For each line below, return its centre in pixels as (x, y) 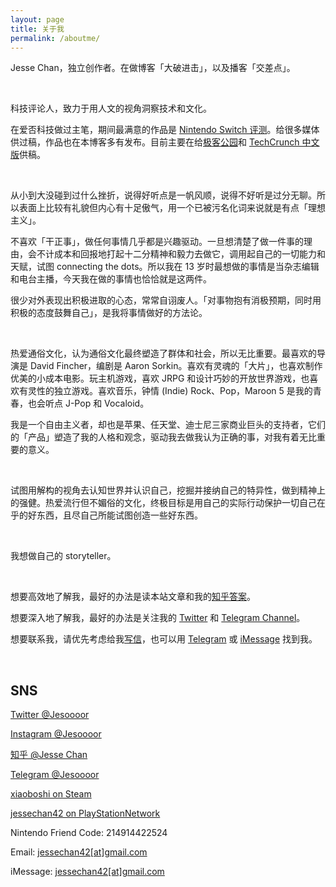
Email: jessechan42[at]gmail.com (79, 852)
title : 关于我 (37, 29)
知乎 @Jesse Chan (49, 755)
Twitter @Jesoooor (50, 715)
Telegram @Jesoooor (55, 775)
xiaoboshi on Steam (51, 794)
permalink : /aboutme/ (55, 38)
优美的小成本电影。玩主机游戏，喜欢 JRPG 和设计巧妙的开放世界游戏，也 (160, 378)
